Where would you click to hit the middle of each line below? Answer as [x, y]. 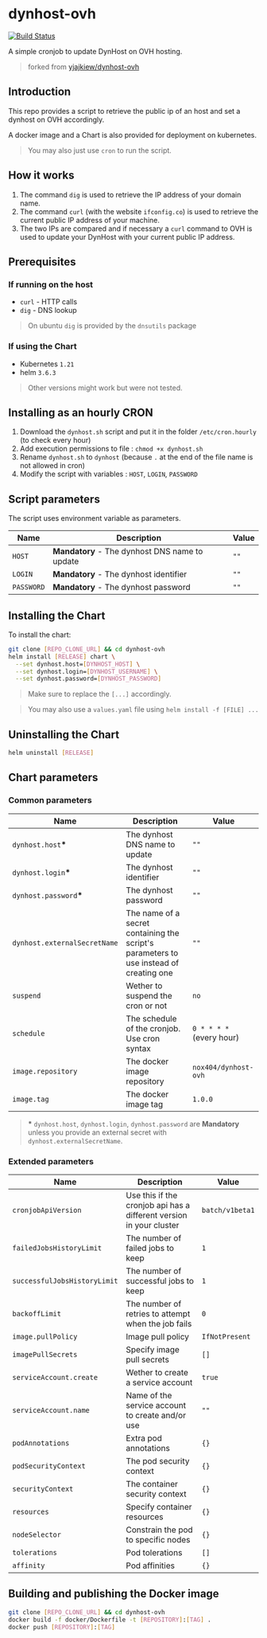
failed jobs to [150, 1249]
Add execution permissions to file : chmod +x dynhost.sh [111, 449]
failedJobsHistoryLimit [57, 1248]
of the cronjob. [153, 1028]
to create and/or [156, 1416]
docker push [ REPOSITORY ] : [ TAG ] [62, 1627]
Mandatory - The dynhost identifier [120, 574]
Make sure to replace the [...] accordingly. [100, 694]
